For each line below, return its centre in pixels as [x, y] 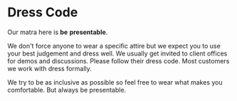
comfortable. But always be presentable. [67, 90]
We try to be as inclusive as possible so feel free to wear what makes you [115, 82]
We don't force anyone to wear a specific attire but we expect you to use [114, 46]
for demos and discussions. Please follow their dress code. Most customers [118, 60]
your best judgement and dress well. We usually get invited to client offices [117, 53]
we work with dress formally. [50, 68]
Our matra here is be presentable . [58, 32]
